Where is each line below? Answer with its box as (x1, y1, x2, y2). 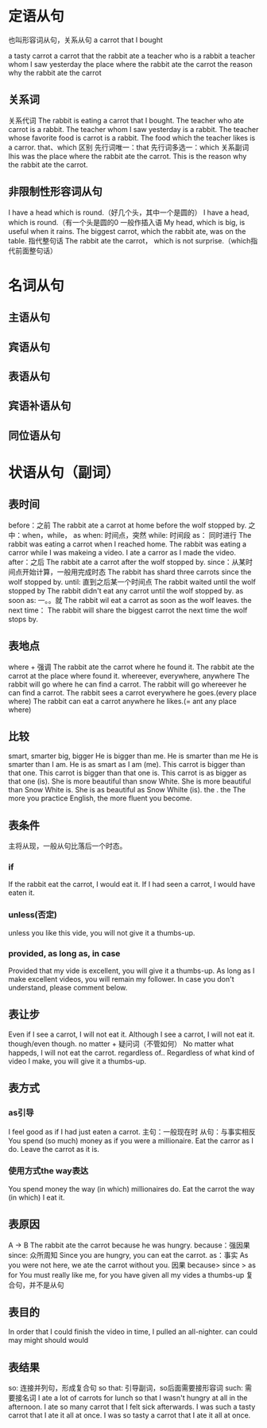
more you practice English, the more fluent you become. (8, 793, 192, 803)
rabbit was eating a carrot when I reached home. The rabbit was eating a (8, 539, 247, 549)
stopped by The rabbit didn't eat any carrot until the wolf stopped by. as (8, 586, 244, 595)
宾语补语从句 (8, 399, 72, 413)
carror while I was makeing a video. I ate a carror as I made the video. (8, 547, 237, 557)
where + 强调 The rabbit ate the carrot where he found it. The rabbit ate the (8, 662, 255, 671)
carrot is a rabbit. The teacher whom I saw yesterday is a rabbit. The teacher (8, 124, 259, 134)
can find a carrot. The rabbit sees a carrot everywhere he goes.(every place (8, 687, 257, 697)
